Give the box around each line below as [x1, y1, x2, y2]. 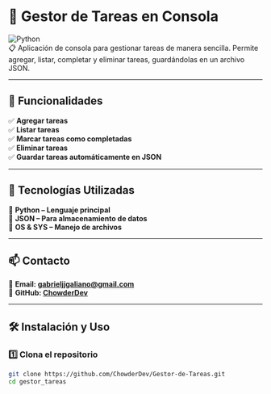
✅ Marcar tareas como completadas [8, 133, 132, 144]
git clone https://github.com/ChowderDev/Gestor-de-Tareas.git [8, 371, 226, 379]
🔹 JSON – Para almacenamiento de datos [8, 213, 148, 223]
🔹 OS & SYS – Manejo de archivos [8, 222, 123, 232]
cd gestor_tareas [8, 377, 67, 386]
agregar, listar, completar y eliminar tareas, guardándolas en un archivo [8, 54, 245, 64]
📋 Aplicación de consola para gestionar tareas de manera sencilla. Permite [8, 43, 259, 52]
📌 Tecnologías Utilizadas [8, 183, 135, 197]
